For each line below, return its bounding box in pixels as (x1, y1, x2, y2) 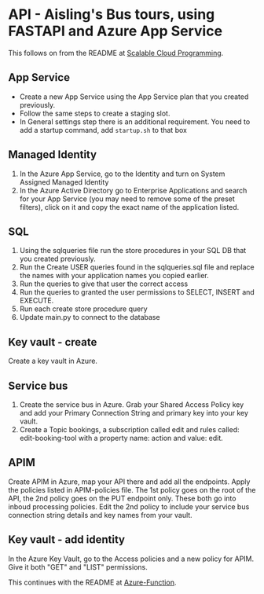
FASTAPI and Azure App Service (8, 22, 222, 40)
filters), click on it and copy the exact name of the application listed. (19, 202, 240, 211)
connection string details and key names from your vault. (8, 510, 192, 519)
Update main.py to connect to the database (19, 313, 160, 322)
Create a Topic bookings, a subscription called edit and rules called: (19, 425, 240, 434)
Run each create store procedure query (19, 304, 148, 313)
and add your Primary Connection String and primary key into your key (19, 409, 249, 417)
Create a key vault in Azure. (8, 356, 98, 366)
